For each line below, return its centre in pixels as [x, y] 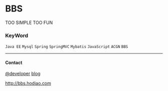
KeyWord [17, 35]
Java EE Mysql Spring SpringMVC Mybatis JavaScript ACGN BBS [67, 47]
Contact [14, 62]
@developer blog [23, 73]
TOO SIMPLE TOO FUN [29, 22]
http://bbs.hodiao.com [28, 83]
